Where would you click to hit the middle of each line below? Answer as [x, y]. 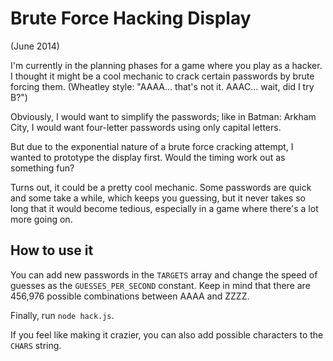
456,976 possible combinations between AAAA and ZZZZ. [130, 296]
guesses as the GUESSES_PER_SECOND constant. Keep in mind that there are [160, 285]
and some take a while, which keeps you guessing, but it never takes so [158, 198]
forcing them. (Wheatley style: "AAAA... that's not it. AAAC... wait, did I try [162, 86]
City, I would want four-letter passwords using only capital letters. [146, 127]
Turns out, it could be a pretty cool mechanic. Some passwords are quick [161, 187]
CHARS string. [36, 345]
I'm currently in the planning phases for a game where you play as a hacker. [166, 65]
